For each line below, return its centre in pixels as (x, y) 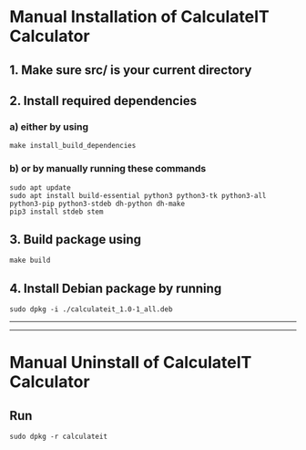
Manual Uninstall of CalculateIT (131, 363)
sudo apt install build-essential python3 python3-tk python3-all (138, 195)
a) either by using (49, 127)
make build (30, 261)
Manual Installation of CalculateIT (140, 17)
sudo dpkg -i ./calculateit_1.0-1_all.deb (91, 309)
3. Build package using (75, 239)
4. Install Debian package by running (116, 288)
